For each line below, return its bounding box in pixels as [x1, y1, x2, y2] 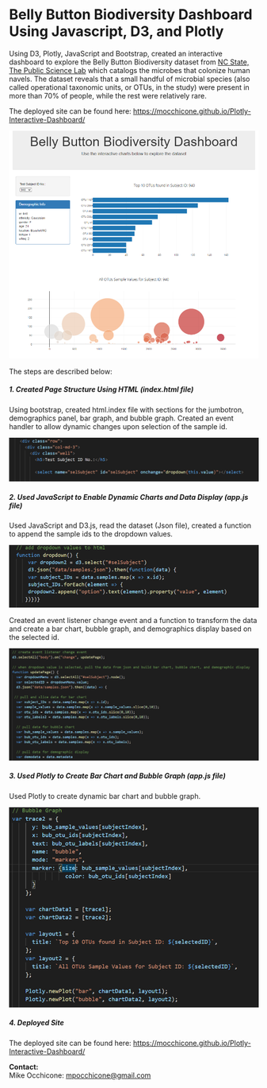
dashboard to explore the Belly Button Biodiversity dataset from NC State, [9, 57, 250, 67]
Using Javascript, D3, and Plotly [9, 22, 224, 41]
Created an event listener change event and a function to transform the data [9, 615, 257, 625]
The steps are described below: [9, 366, 113, 376]
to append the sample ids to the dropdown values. [9, 529, 174, 538]
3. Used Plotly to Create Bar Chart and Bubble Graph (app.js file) [9, 771, 227, 780]
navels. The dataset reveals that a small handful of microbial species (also [9, 74, 250, 83]
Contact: [9, 1062, 39, 1071]
